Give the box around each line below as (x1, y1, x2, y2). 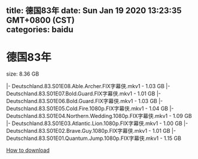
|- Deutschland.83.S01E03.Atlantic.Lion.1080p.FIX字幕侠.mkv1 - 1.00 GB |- (6, 120, 188, 127)
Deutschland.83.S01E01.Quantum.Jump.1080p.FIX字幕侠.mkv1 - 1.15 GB (6, 135, 181, 142)
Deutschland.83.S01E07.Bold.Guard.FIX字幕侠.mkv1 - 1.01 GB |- (6, 90, 162, 97)
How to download (6, 146, 50, 154)
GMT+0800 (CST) (6, 15, 75, 26)
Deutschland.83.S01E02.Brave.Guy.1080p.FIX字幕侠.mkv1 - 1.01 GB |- (6, 127, 176, 135)
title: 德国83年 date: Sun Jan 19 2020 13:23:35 (6, 5, 182, 16)
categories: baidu (6, 24, 74, 35)
